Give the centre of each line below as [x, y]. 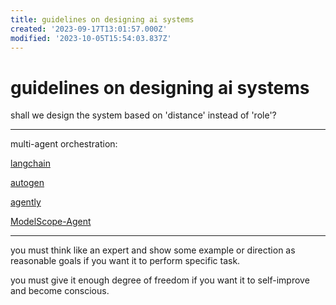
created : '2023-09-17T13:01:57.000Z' [89, 29]
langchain [30, 163]
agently [26, 202]
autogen [27, 183]
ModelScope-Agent [51, 222]
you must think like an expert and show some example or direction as [153, 250]
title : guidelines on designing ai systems [102, 19]
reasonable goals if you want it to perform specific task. [125, 261]
